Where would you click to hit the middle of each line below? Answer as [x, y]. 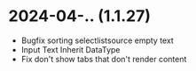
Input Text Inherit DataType [71, 49]
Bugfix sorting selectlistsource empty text [97, 40]
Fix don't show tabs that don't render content [104, 59]
